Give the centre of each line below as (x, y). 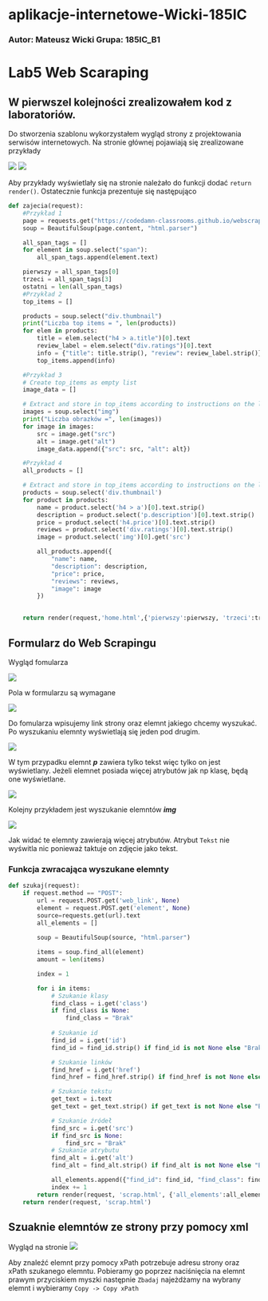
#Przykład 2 (42, 294)
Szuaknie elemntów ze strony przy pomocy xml (128, 1227)
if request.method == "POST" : (73, 893)
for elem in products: (60, 331)
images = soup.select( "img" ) (71, 412)
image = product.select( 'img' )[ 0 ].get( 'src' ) (114, 537)
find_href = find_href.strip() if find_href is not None (148, 1077)
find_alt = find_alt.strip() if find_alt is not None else (151, 1166)
